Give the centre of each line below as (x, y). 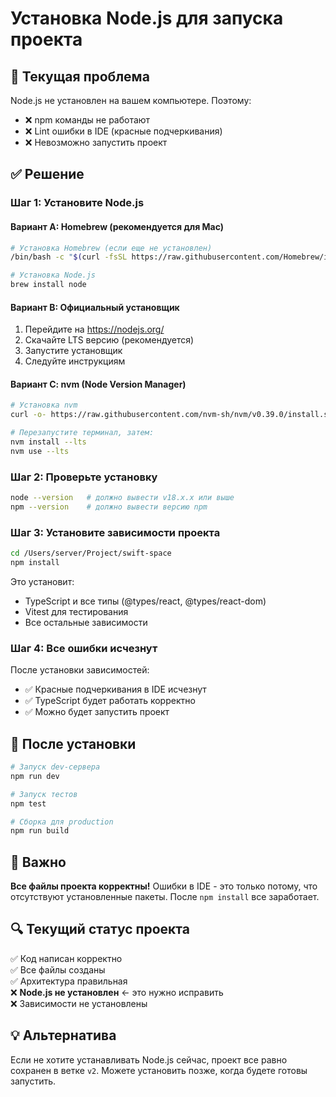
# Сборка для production (62, 822)
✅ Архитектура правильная (69, 981)
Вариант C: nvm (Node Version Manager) (98, 384)
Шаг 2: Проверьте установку (84, 477)
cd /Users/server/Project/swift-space (91, 553)
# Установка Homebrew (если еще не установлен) (111, 248)
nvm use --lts (40, 451)
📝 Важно (38, 862)
